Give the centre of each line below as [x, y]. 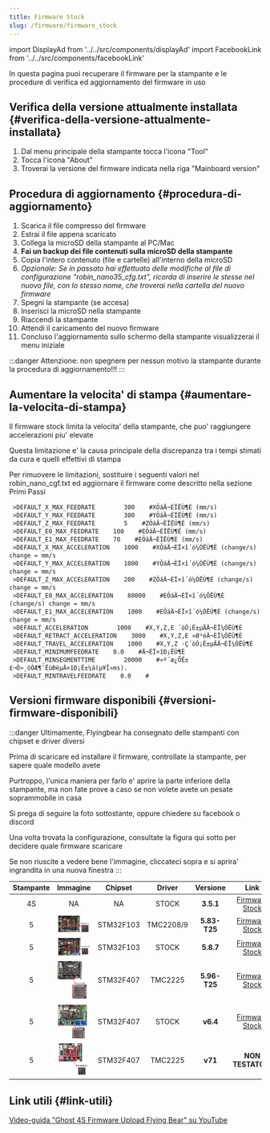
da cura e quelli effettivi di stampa [65, 458]
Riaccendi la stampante [59, 320]
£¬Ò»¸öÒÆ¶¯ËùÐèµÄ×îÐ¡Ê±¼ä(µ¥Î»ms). [69, 668]
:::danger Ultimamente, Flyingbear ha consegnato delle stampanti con [124, 732]
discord [22, 821]
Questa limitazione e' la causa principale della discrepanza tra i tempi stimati [135, 450]
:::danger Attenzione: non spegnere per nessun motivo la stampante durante [135, 361]
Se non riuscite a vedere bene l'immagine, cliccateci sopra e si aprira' [124, 861]
